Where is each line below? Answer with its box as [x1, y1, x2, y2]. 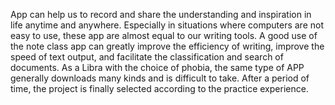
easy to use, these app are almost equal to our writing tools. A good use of [10, 30, 318, 41]
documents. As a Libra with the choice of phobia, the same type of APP [10, 62, 305, 73]
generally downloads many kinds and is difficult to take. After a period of [10, 72, 310, 84]
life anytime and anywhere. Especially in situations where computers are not [10, 19, 324, 31]
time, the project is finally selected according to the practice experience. [10, 83, 309, 94]
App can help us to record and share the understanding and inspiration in [10, 9, 312, 20]
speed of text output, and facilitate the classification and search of [10, 51, 284, 63]
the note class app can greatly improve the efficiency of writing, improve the [10, 40, 325, 52]
